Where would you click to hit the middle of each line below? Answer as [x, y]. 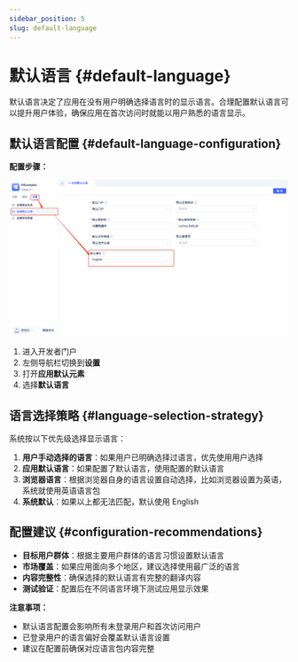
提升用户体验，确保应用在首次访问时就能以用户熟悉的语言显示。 [133, 113]
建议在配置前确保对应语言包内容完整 [88, 648]
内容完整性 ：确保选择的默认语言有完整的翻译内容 [111, 577]
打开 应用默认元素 [53, 374]
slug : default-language [53, 28]
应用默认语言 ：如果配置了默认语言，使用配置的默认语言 [123, 469]
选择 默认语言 [45, 385]
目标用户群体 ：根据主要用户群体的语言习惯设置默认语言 [123, 555]
